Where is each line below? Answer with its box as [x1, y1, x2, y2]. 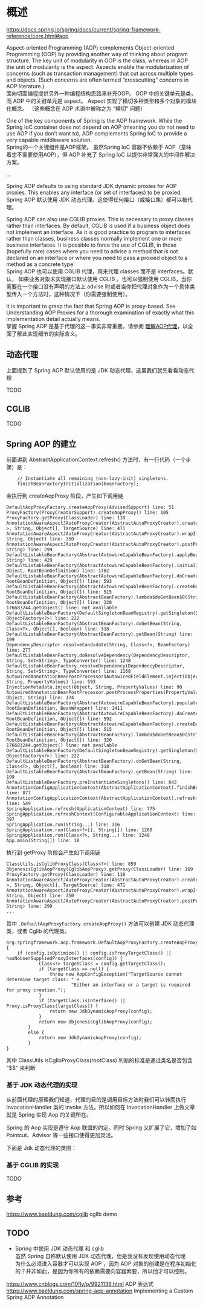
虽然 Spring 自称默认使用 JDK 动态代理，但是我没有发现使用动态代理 [14, 1252, 186, 1259]
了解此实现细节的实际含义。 [11, 330, 80, 337]
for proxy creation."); [6, 987, 66, 993]
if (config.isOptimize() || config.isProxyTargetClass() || [17, 950, 172, 956]
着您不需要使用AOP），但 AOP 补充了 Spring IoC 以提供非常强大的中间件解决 [6, 151, 195, 158]
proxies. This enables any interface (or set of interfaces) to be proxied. [6, 189, 182, 196]
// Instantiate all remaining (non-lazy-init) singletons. [17, 476, 169, 482]
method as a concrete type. [6, 261, 76, 268]
